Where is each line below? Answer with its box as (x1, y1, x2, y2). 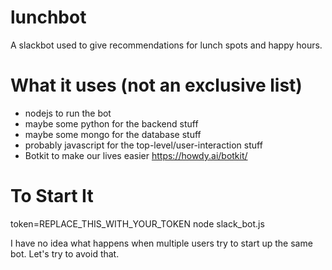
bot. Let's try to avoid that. (10, 247, 120, 260)
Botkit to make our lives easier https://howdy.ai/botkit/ (24, 149, 248, 161)
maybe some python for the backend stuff (24, 117, 199, 130)
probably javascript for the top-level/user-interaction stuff (24, 139, 263, 151)
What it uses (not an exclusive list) (10, 74, 303, 97)
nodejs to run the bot (24, 107, 112, 119)
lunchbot (10, 6, 87, 29)
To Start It (10, 185, 94, 208)
